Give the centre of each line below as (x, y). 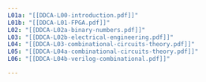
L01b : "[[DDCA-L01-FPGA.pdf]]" (59, 23)
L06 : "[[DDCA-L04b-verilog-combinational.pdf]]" (89, 59)
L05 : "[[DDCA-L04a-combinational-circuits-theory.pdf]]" (103, 52)
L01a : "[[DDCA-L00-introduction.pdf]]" (73, 15)
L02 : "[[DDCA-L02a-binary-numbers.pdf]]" (77, 30)
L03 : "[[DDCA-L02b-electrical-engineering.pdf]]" (91, 37)
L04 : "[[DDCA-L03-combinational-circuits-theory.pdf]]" (101, 45)
